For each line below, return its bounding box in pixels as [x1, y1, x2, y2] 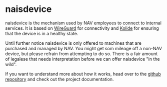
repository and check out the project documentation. [5, 76, 114, 82]
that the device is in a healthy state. [5, 30, 78, 36]
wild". [5, 61, 17, 67]
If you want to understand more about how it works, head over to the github [5, 71, 161, 77]
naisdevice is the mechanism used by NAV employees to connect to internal [5, 20, 161, 26]
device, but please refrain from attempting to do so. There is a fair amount [5, 51, 158, 57]
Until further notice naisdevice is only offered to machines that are [5, 40, 141, 46]
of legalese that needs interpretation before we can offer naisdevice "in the [5, 56, 160, 62]
